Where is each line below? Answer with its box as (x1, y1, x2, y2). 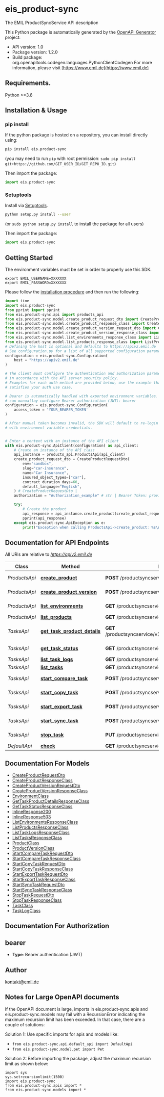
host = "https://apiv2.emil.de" (14, 358, 80, 363)
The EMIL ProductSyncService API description (5, 20, 99, 26)
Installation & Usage (5, 106, 67, 115)
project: (5, 34, 21, 40)
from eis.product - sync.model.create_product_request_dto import (5, 316, 139, 322)
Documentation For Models (5, 759, 90, 767)
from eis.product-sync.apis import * (5, 1083, 82, 1088)
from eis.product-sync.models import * (5, 1087, 86, 1092)
